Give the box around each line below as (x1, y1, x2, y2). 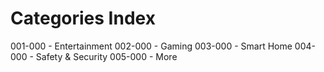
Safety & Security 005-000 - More (35, 50, 178, 62)
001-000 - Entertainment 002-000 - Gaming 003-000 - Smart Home (10, 40, 293, 52)
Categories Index (10, 7, 156, 30)
